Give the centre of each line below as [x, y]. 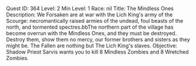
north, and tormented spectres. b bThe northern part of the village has [90, 27]
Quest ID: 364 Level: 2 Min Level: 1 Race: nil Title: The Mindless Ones [90, 8]
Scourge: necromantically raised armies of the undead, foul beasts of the [95, 21]
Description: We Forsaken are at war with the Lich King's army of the [89, 15]
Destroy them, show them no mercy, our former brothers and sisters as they [98, 39]
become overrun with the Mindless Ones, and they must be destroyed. [92, 33]
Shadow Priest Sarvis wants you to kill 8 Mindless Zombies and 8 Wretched [97, 52]
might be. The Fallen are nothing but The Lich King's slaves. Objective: [92, 46]
